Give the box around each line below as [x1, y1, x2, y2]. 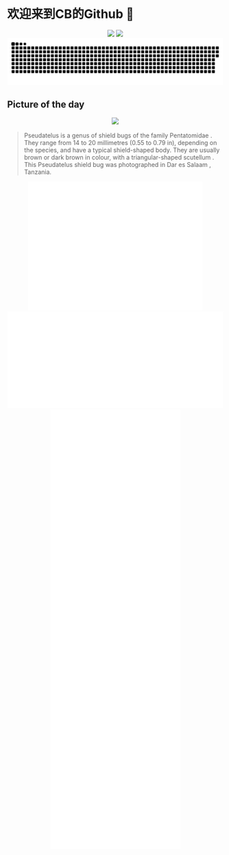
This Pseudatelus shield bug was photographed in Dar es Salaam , [23, 160, 211, 168]
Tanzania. [23, 168, 52, 176]
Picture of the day [7, 99, 85, 111]
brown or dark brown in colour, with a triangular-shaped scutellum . [23, 153, 215, 162]
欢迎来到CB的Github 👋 [7, 6, 134, 22]
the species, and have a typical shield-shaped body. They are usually [23, 146, 220, 154]
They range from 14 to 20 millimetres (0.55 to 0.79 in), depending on [23, 138, 217, 146]
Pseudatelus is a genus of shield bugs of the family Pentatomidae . [23, 131, 213, 140]
